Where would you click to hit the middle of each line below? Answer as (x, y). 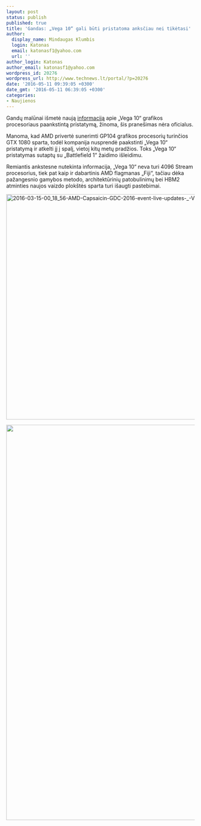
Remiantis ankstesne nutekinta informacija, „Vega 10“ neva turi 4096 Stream (100, 167)
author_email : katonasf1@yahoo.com (51, 67)
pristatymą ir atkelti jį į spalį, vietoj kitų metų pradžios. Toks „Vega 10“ (91, 149)
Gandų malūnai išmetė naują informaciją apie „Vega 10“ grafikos (85, 118)
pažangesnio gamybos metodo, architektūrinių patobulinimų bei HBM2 (93, 179)
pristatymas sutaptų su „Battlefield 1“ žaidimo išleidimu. (74, 155)
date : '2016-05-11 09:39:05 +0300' (51, 84)
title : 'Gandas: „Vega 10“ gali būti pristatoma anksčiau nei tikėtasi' (99, 28)
